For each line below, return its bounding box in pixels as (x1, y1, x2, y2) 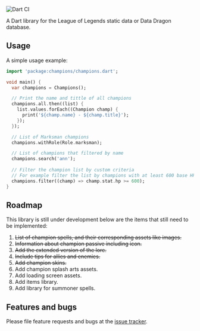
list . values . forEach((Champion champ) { (17, 106, 118, 113)
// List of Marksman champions (11, 134, 89, 140)
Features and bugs (6, 302, 77, 312)
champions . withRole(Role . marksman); (11, 139, 102, 146)
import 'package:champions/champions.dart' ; (6, 68, 118, 74)
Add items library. (14, 278, 58, 286)
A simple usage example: (6, 57, 68, 64)
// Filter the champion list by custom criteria (11, 167, 135, 173)
